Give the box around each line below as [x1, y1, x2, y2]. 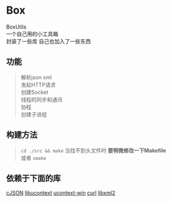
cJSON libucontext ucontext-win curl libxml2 [6, 190, 116, 197]
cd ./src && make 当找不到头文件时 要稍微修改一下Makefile [20, 147, 167, 154]
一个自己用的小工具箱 [6, 30, 58, 37]
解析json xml [20, 74, 52, 81]
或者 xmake [20, 154, 46, 161]
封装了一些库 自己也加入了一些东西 [6, 37, 91, 45]
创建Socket [20, 89, 49, 96]
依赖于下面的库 [6, 173, 61, 183]
